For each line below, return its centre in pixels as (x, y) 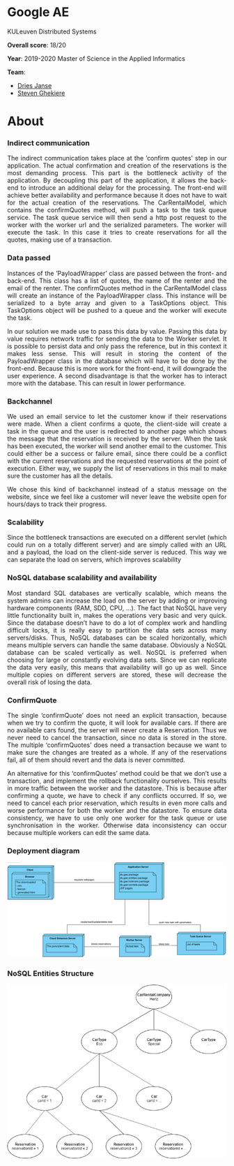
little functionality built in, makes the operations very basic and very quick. (117, 615)
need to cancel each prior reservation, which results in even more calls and (117, 803)
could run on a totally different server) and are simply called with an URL (117, 545)
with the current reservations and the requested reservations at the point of (117, 461)
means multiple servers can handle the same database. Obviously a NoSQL (117, 645)
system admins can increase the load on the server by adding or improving (117, 600)
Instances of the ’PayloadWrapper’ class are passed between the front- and (117, 273)
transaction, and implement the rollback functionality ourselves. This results (117, 781)
